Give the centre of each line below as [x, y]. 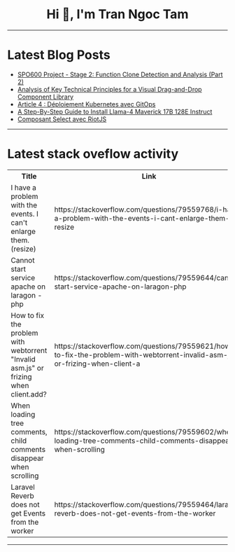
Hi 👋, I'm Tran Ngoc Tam [117, 14]
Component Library [45, 97]
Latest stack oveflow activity [93, 154]
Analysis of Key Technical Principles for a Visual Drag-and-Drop [109, 89]
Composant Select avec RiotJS [62, 119]
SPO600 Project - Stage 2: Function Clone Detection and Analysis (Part [120, 74]
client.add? [29, 394]
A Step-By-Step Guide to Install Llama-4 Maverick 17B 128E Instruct [115, 111]
